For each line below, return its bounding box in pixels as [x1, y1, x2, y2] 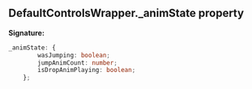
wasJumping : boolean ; [37, 51, 111, 59]
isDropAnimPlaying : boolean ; [37, 66, 136, 74]
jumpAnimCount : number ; [37, 58, 117, 67]
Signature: [8, 28, 45, 37]
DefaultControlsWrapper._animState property [8, 6, 245, 20]
